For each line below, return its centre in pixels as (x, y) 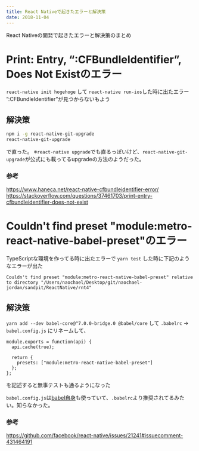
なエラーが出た (24, 266)
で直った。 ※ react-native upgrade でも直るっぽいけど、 (74, 152)
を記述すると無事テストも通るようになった (58, 385)
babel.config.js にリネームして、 (48, 331)
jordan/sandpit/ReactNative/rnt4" (49, 288)
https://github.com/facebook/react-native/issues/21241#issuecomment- (95, 435)
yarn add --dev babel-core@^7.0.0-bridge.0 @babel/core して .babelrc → (97, 323)
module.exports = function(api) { (49, 342)
